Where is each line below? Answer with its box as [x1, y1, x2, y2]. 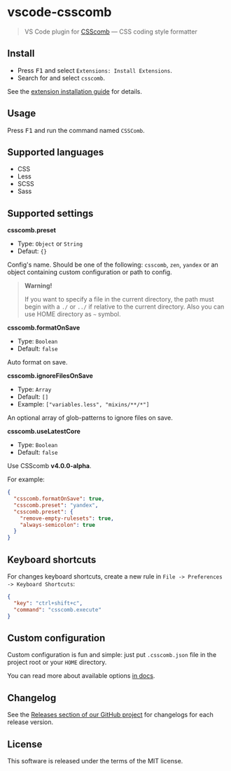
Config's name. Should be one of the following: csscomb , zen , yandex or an [7, 260, 218, 269]
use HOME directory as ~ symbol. [24, 310, 121, 318]
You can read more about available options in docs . [7, 672, 155, 680]
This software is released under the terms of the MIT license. [7, 756, 183, 765]
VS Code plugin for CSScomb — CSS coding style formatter [24, 27, 197, 36]
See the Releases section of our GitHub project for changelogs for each [7, 711, 213, 719]
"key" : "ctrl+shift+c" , [13, 600, 83, 607]
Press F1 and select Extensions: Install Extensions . [17, 66, 173, 74]
